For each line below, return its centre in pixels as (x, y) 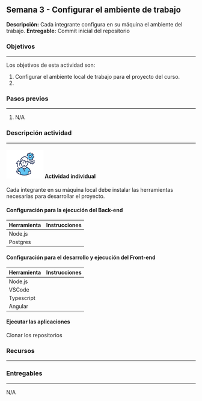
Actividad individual (70, 176)
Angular (19, 307)
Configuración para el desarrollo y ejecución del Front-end (81, 257)
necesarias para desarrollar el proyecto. (56, 196)
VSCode (19, 289)
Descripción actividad (39, 133)
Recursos (20, 350)
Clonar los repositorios (34, 335)
